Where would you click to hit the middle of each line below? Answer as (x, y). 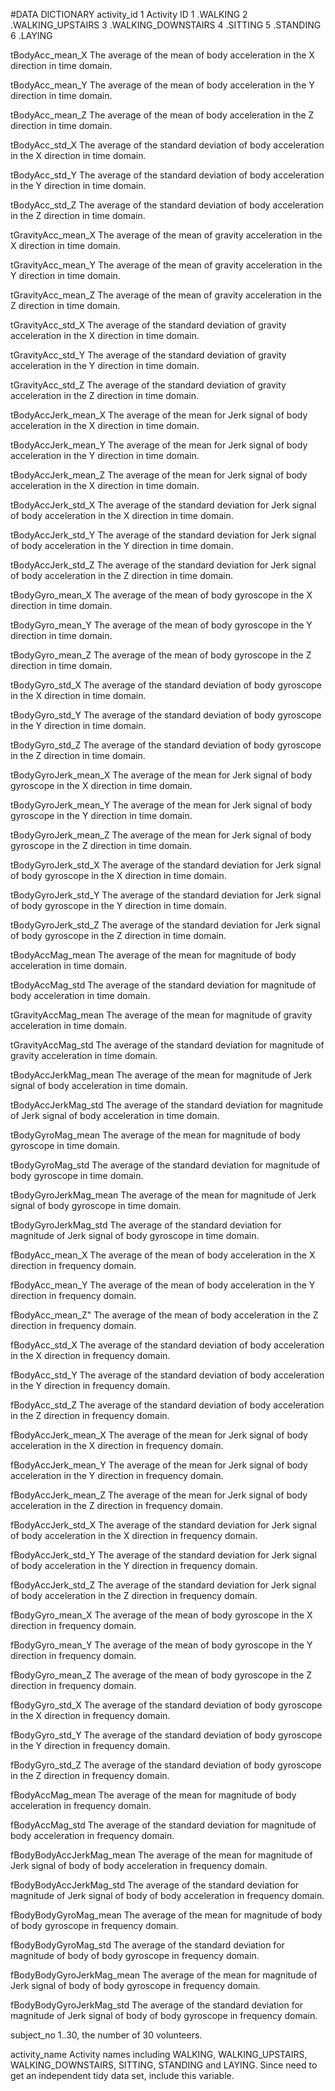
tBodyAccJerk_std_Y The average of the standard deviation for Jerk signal (163, 535)
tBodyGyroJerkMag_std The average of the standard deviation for (146, 1225)
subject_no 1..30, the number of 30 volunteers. (106, 2035)
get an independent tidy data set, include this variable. (122, 2075)
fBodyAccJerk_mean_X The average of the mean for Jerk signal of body (159, 1435)
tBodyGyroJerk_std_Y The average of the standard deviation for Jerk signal (166, 895)
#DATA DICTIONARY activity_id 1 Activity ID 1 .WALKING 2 (129, 14)
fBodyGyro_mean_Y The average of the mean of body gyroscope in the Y (161, 1645)
